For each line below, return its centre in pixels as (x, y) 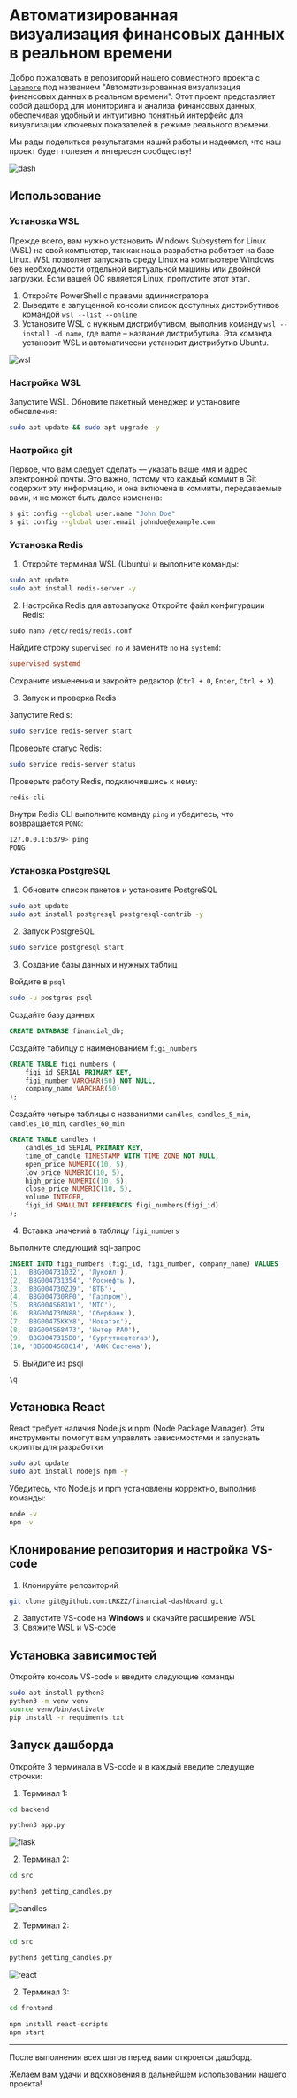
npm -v (21, 1522)
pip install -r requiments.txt (67, 1717)
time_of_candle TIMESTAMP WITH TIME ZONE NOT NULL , (122, 1156)
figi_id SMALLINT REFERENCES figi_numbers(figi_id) (122, 1206)
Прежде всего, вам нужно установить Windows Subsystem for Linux (138, 241)
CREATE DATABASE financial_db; (67, 1031)
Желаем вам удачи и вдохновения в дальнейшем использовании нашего (148, 2075)
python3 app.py (37, 1825)
